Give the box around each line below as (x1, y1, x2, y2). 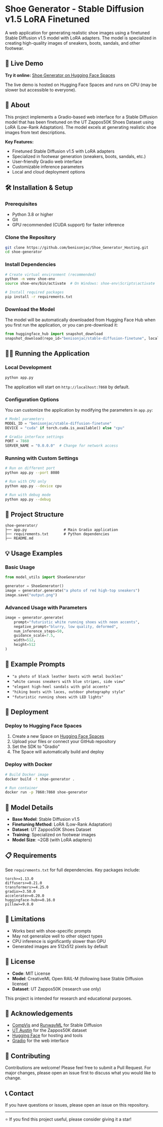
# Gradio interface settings (5, 434, 64, 439)
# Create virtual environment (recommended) (5, 272, 97, 277)
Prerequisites (5, 200, 37, 207)
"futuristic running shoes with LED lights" (12, 694, 104, 699)
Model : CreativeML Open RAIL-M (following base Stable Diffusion (12, 975, 144, 981)
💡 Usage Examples (5, 549, 63, 557)
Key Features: (5, 139, 34, 144)
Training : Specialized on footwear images (12, 832, 96, 838)
